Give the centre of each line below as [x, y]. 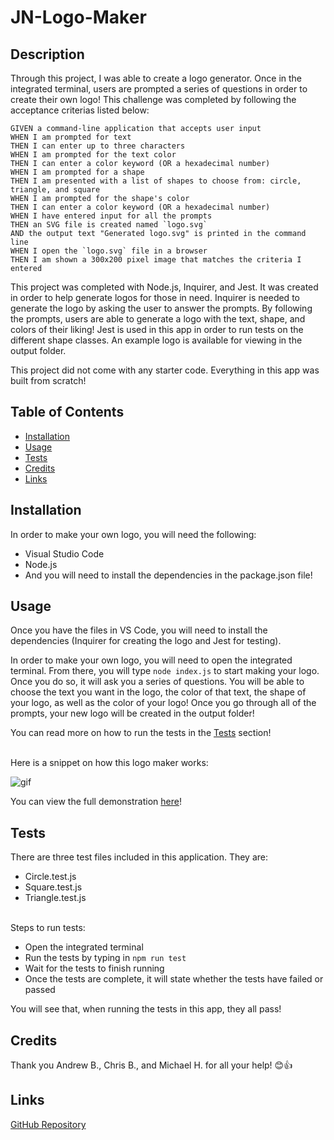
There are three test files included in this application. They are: [139, 857]
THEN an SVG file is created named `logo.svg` [109, 225]
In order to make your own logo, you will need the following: [133, 534]
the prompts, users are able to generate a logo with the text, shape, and [158, 319]
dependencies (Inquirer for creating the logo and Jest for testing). [146, 641]
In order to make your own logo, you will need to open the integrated [151, 660]
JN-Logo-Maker [78, 17]
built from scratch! [48, 380]
